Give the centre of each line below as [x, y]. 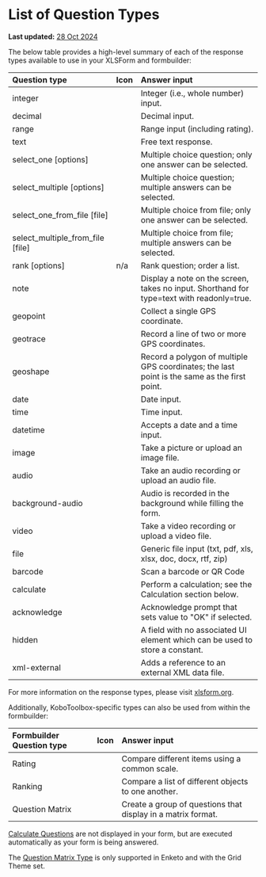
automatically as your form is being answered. [84, 842]
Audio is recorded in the [185, 493]
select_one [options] [50, 159]
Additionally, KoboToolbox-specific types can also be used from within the [129, 707]
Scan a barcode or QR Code [193, 571]
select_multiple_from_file [58, 238]
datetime [28, 429]
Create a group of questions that [182, 804]
